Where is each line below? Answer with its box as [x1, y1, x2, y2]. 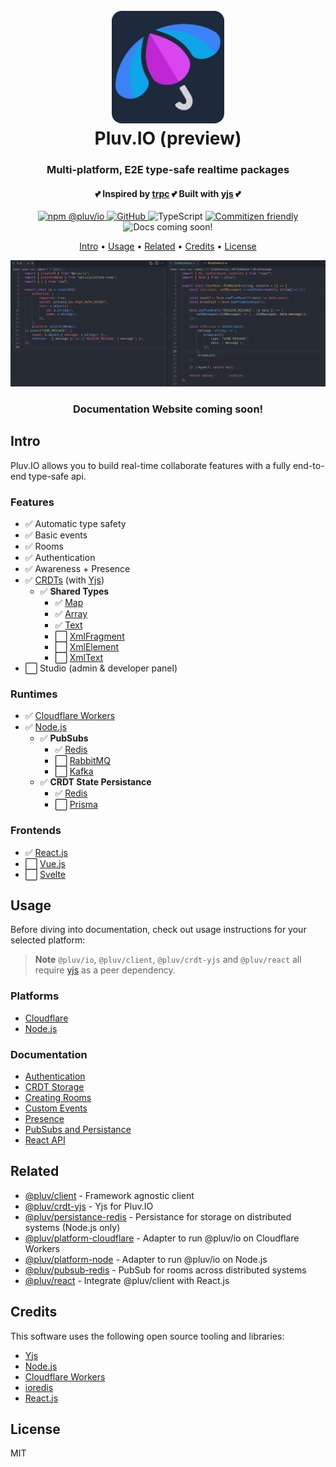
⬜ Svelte [24, 868, 67, 880]
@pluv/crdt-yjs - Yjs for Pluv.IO [24, 1200, 154, 1212]
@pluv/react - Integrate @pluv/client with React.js [24, 1274, 230, 1286]
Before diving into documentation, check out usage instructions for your [10, 924, 307, 936]
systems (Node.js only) [24, 1221, 121, 1233]
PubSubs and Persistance [24, 1123, 132, 1135]
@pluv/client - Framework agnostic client [24, 1189, 195, 1201]
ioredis [24, 1381, 54, 1393]
